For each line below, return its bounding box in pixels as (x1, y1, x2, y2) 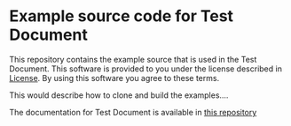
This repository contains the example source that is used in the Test (9, 54, 257, 64)
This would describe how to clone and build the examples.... (9, 90, 229, 100)
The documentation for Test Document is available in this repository (9, 107, 257, 117)
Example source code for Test (9, 6, 233, 26)
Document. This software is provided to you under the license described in (9, 63, 282, 74)
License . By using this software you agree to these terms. (9, 72, 220, 83)
